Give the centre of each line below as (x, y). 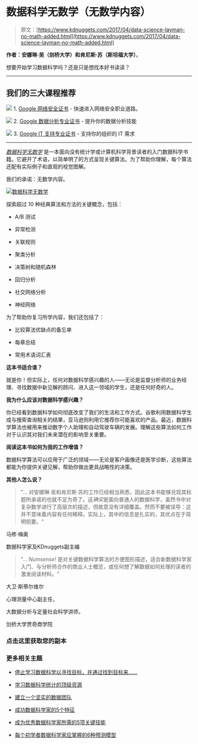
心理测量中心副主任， (32, 599)
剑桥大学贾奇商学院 (29, 624)
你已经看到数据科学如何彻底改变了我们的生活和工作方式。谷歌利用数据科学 (96, 412)
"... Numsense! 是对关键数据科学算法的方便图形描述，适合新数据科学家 (106, 559)
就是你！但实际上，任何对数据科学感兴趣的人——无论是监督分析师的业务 (94, 380)
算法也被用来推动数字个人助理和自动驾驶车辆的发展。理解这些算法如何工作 (101, 427)
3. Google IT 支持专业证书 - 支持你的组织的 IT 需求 (74, 133)
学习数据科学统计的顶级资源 (48, 684)
